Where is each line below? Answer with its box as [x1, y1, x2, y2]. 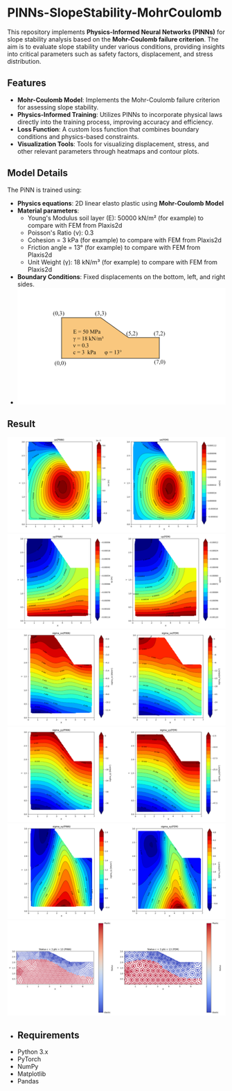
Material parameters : [17, 206, 80, 215]
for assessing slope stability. [17, 102, 99, 111]
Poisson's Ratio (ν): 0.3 [27, 228, 94, 237]
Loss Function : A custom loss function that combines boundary [17, 125, 199, 133]
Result [7, 418, 36, 430]
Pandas [17, 1077, 39, 1085]
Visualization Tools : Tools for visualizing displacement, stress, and [17, 140, 209, 148]
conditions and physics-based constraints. [17, 132, 140, 141]
